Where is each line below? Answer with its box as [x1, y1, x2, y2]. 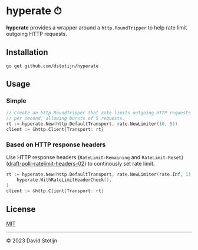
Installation [6, 47, 48, 57]
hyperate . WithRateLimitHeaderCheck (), [16, 177, 112, 183]
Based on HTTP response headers [6, 140, 106, 149]
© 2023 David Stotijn [6, 237, 58, 244]
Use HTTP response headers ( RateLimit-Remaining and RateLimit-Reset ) [6, 154, 184, 161]
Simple [6, 97, 27, 105]
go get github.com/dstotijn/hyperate [6, 63, 99, 69]
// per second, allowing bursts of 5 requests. [6, 116, 126, 121]
